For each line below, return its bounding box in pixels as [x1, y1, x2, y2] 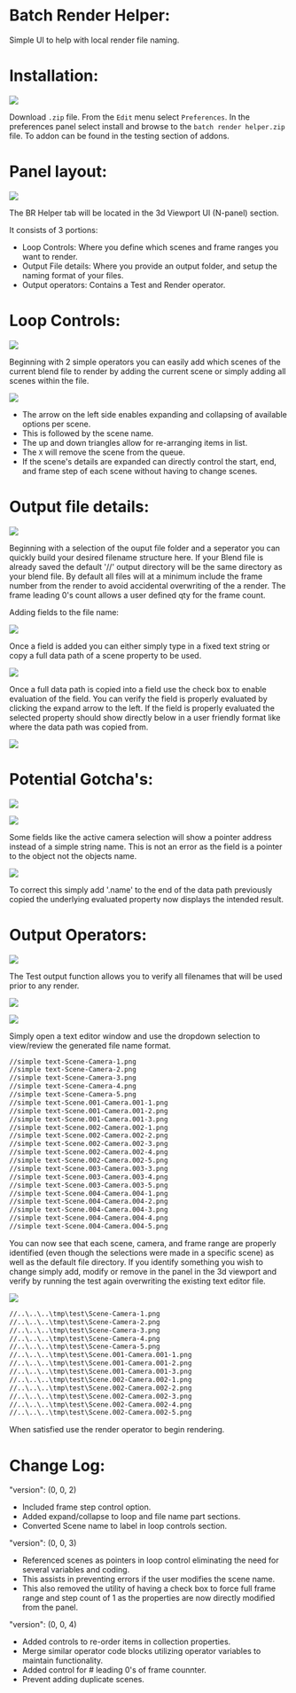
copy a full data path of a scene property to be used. [9, 650, 202, 660]
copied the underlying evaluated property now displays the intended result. [9, 893, 284, 904]
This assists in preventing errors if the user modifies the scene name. [21, 1574, 276, 1585]
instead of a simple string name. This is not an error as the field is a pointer [9, 841, 283, 852]
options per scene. [21, 418, 91, 429]
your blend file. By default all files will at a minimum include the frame [9, 571, 263, 581]
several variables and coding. [21, 1564, 130, 1575]
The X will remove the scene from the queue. [21, 447, 186, 457]
